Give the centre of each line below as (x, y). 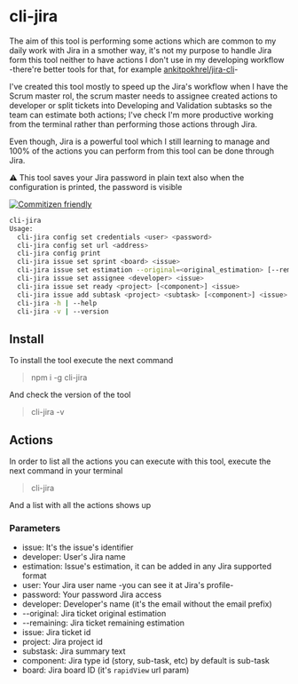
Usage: (21, 228)
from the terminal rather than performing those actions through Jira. (133, 124)
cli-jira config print (59, 254)
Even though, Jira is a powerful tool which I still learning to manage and (140, 141)
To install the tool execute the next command (91, 361)
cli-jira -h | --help (57, 303)
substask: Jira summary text (74, 651)
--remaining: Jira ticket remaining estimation (103, 623)
